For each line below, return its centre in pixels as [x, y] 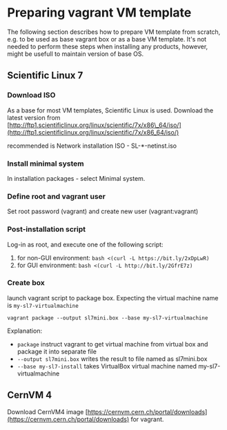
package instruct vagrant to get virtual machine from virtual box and [112, 344]
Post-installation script [47, 229]
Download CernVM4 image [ [48, 411]
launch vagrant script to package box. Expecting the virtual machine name [113, 297]
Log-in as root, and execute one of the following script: [85, 244]
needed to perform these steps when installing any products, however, [108, 46]
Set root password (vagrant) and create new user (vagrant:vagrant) [103, 211]
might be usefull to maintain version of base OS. [76, 54]
